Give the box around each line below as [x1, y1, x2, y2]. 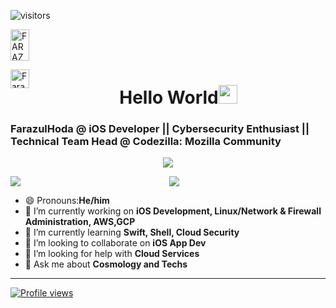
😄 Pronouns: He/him [24, 195, 110, 207]
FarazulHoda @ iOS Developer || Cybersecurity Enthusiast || [10, 122, 310, 136]
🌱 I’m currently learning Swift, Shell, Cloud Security [24, 226, 240, 239]
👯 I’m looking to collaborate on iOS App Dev [24, 237, 207, 249]
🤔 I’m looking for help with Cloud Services [24, 248, 200, 260]
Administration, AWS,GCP [24, 216, 136, 228]
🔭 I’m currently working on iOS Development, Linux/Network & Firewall [24, 205, 322, 217]
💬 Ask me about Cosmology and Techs [24, 258, 188, 270]
